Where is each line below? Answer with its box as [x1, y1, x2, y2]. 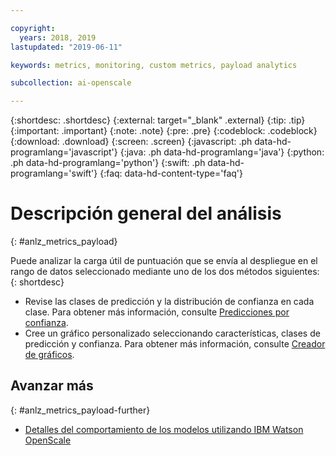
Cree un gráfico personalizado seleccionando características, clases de [24, 327, 321, 340]
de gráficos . [24, 349, 75, 361]
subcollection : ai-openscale [10, 78, 132, 88]
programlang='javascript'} [10, 146, 118, 158]
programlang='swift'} [10, 167, 98, 180]
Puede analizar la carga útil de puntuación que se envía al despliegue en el [10, 255, 318, 267]
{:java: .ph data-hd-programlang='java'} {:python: [119, 146, 325, 158]
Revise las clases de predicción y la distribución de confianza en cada [24, 296, 315, 308]
